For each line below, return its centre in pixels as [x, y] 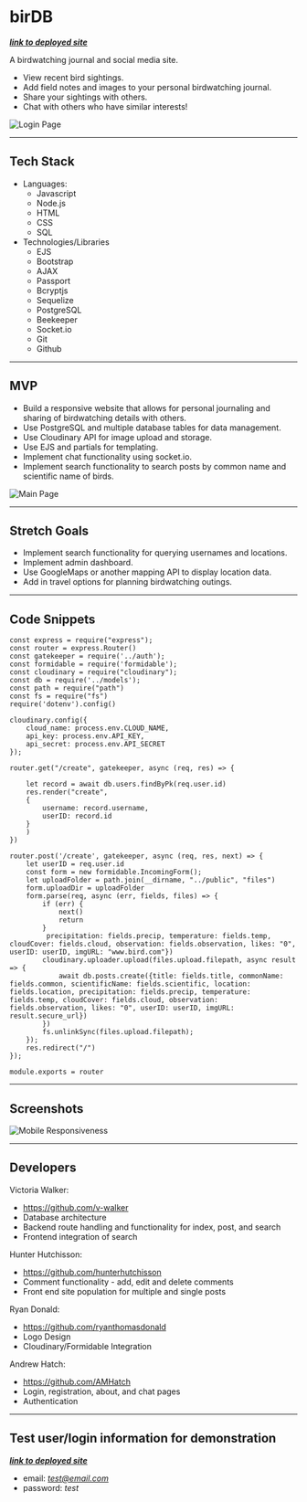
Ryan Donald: [35, 1309]
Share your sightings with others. [85, 97]
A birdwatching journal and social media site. [94, 59]
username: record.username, [95, 809]
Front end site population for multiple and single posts [124, 1291]
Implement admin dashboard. [78, 563]
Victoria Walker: [39, 1190]
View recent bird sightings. [73, 77]
